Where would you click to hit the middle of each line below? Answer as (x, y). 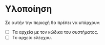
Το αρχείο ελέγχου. (32, 37)
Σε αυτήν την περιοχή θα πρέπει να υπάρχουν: (53, 22)
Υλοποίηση (29, 9)
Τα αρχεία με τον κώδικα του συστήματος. (55, 32)
